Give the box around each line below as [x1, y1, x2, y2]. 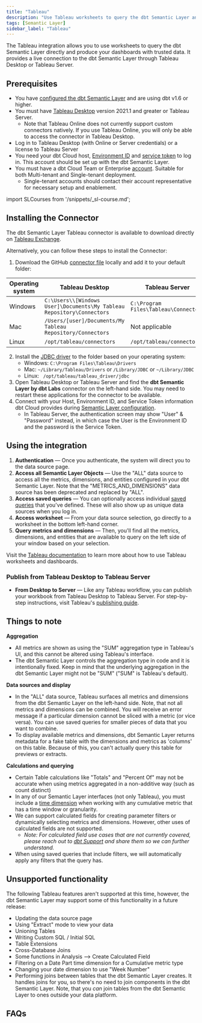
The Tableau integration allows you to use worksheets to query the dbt [6, 42, 182, 49]
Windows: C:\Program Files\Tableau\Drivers [23, 359, 136, 367]
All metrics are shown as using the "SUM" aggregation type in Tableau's [14, 644, 194, 651]
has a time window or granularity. [14, 805, 98, 813]
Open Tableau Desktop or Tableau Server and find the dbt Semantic [14, 378, 185, 385]
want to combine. [14, 725, 58, 732]
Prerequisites [6, 79, 58, 89]
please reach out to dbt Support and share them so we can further [23, 837, 189, 844]
